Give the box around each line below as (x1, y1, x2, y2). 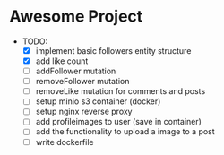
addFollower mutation (35, 65, 116, 77)
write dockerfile (35, 136, 94, 147)
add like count (35, 56, 89, 66)
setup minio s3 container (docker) (35, 96, 161, 107)
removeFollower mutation (35, 76, 130, 87)
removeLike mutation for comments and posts (35, 86, 206, 97)
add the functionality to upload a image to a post (35, 126, 215, 137)
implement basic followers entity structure (35, 45, 192, 56)
